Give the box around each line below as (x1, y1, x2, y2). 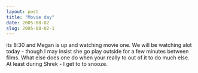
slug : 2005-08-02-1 (6, 25, 55, 31)
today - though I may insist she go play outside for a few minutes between (6, 48, 189, 55)
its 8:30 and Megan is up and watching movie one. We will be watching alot (6, 42, 193, 49)
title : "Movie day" (6, 14, 55, 20)
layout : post (6, 8, 39, 15)
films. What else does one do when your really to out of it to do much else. (6, 54, 190, 61)
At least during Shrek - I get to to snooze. (6, 61, 108, 68)
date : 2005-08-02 (6, 20, 50, 26)
